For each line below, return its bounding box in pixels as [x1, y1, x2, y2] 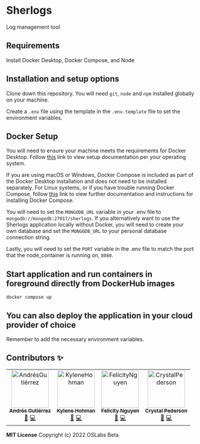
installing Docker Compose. [6, 197, 75, 204]
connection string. [6, 234, 51, 241]
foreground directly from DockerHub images [6, 278, 175, 289]
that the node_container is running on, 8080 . [6, 252, 113, 259]
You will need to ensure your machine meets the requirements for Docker [6, 147, 186, 154]
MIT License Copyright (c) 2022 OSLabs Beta [6, 431, 119, 438]
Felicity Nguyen [101, 407, 140, 414]
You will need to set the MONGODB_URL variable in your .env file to [6, 209, 161, 216]
